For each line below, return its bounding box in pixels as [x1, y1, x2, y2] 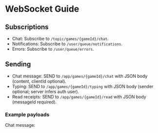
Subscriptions [5, 23, 49, 31]
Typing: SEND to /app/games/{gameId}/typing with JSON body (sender [12, 83, 154, 89]
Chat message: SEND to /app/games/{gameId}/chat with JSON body [12, 73, 148, 79]
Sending [5, 60, 31, 69]
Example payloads [5, 111, 50, 118]
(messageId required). [12, 99, 57, 105]
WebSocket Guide [5, 3, 79, 15]
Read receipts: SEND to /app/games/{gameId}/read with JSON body [12, 94, 147, 99]
